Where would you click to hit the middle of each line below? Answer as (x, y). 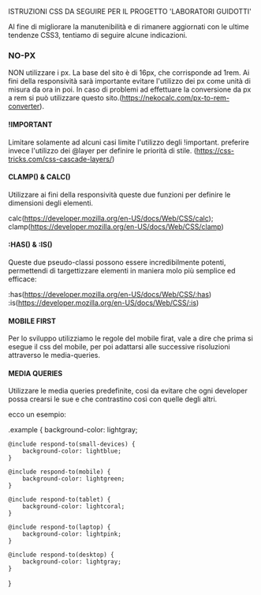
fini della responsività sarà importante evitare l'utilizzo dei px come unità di (129, 81)
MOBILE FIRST (32, 321)
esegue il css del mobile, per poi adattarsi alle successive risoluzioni (119, 347)
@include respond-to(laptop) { (60, 527)
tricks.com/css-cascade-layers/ (60, 159)
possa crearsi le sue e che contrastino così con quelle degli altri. (113, 399)
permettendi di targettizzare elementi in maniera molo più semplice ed (122, 270)
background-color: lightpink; (72, 534)
